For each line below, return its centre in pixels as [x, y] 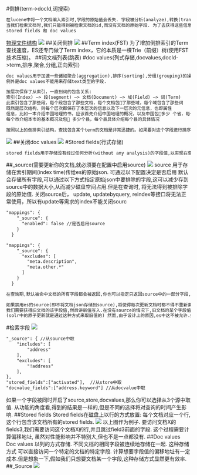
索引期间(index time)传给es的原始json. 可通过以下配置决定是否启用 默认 [102, 172]
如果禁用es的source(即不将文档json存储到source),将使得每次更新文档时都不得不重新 [97, 305]
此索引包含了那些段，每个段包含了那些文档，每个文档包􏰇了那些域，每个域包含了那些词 [95, 103]
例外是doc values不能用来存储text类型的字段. [56, 81]
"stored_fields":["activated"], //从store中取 [64, 383]
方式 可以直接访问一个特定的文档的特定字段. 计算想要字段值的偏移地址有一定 [98, 451]
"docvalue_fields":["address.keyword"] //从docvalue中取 [76, 388]
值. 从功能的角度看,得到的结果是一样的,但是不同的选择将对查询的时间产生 [94, 407]
